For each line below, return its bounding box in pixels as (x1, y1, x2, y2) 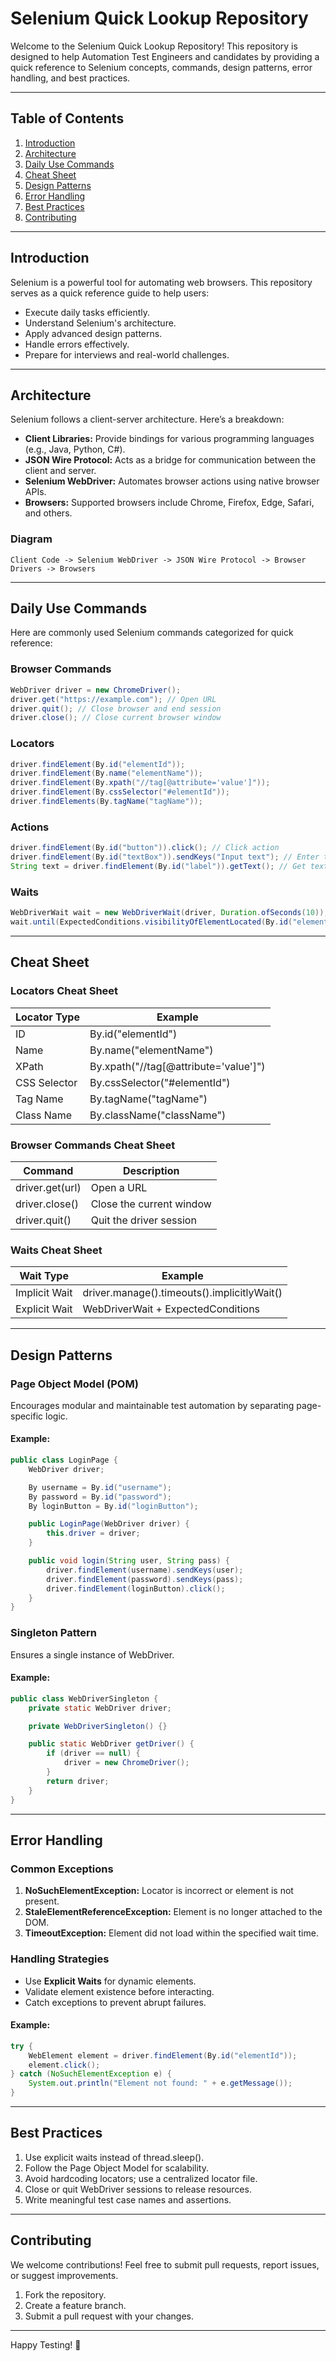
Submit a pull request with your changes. (24, 2310, 194, 2322)
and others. (24, 507, 73, 519)
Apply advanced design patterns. (24, 327, 163, 339)
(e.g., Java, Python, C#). (24, 443, 126, 456)
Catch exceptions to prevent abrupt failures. (24, 1996, 207, 2008)
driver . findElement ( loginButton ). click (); (46, 1583, 226, 1594)
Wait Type (19, 1269, 69, 1283)
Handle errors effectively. (24, 338, 130, 350)
